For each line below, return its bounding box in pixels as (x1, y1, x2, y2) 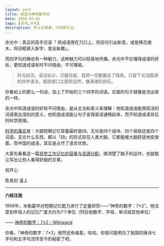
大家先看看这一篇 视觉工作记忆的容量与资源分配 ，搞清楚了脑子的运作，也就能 (5, 151, 159, 157)
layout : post (5, 7, 32, 12)
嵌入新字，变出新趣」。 (26, 45, 72, 51)
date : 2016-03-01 (5, 16, 41, 21)
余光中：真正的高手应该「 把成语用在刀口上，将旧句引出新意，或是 (5, 40, 139, 45)
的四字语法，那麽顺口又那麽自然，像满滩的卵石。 (17, 79, 116, 85)
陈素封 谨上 (5, 178, 28, 183)
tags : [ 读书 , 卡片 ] (5, 21, 40, 26)
